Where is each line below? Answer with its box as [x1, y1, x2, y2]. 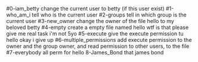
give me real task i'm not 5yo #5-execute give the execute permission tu [6, 30, 184, 37]
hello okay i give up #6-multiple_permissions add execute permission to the [6, 37, 192, 43]
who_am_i [6, 11, 31, 18]
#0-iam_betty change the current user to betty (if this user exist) [6, 5, 165, 12]
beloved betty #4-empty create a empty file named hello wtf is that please [6, 24, 189, 31]
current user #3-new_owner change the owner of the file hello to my [6, 18, 175, 24]
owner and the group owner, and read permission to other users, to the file [6, 43, 190, 50]
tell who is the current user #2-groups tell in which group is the [32, 11, 187, 18]
